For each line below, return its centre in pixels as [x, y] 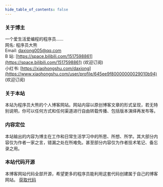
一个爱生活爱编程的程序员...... [34, 39]
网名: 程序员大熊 [21, 45]
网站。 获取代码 [21, 180]
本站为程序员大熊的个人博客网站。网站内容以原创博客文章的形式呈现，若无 [79, 105]
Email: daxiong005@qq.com [33, 50]
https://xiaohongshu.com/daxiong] [56, 68]
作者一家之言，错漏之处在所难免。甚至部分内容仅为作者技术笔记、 [83, 142]
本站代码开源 [20, 162]
